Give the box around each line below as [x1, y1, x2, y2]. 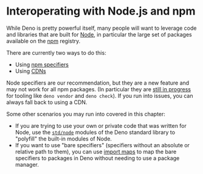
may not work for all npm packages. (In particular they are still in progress [6, 85, 191, 92]
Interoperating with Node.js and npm [6, 4, 196, 18]
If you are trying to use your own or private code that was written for [15, 122, 187, 129]
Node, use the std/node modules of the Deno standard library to [15, 128, 175, 136]
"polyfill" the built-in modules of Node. [15, 135, 112, 142]
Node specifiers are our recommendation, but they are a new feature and [6, 79, 190, 86]
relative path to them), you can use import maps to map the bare [15, 148, 177, 155]
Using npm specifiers [15, 61, 69, 68]
